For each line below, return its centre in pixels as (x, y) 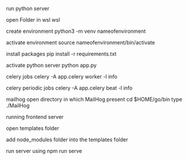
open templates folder (33, 128)
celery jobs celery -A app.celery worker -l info (62, 76)
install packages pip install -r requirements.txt (61, 54)
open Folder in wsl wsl (33, 20)
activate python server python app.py (51, 65)
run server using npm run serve (44, 151)
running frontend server (35, 117)
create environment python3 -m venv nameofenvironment (76, 31)
